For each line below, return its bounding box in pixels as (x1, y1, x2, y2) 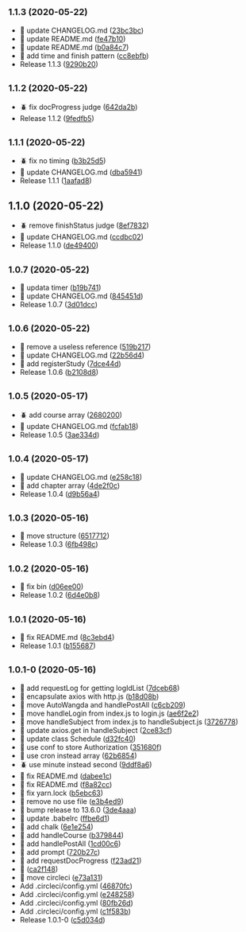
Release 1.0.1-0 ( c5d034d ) (19, 914, 106, 924)
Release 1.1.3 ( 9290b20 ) (19, 59, 99, 68)
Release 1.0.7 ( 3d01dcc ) (19, 300, 98, 310)
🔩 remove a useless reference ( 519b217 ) (19, 341, 152, 351)
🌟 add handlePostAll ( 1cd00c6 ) (19, 839, 121, 848)
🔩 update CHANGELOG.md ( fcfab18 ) (19, 421, 139, 431)
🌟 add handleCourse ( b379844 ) (19, 830, 125, 840)
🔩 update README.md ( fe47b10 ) (19, 33, 126, 43)
